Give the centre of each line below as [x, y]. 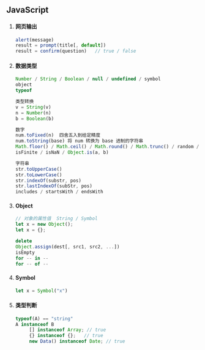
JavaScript [28, 10]
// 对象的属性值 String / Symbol [56, 219]
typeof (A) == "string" [44, 318]
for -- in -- [32, 258]
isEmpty [25, 252]
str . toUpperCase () [39, 169]
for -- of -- [32, 264]
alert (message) [35, 40]
